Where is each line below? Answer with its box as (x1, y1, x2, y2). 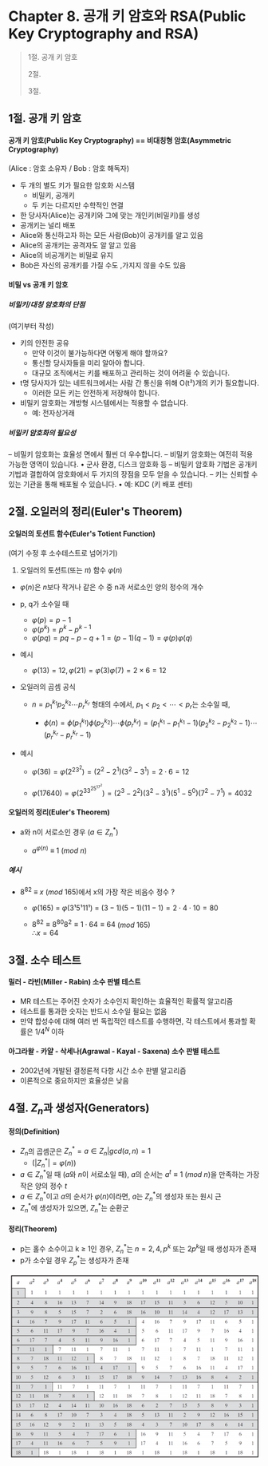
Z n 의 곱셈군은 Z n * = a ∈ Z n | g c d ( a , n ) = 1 (19, 1145, 152, 1158)
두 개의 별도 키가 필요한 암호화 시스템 (19, 180, 136, 190)
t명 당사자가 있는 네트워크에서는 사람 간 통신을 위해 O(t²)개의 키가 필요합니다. (19, 378, 259, 388)
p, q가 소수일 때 (19, 599, 69, 608)
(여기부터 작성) (8, 321, 54, 331)
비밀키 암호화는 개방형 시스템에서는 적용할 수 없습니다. (19, 398, 189, 408)
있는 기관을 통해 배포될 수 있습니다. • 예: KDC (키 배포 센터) (8, 480, 193, 489)
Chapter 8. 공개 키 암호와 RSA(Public (8, 7, 246, 26)
